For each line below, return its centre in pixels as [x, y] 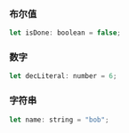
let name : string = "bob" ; [59, 120]
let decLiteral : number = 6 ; [63, 76]
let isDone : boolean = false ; [65, 33]
